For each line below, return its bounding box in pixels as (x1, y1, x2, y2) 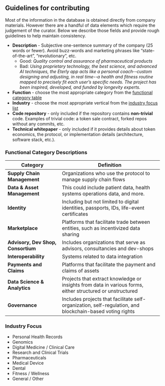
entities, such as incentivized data (62, 225, 140, 232)
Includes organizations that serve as (62, 239, 146, 246)
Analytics (7, 284, 31, 291)
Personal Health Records (12, 334, 63, 340)
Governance (7, 302, 37, 309)
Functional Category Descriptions (5, 149, 87, 156)
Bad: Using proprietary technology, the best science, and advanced (19, 63, 157, 69)
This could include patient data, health (62, 184, 150, 191)
